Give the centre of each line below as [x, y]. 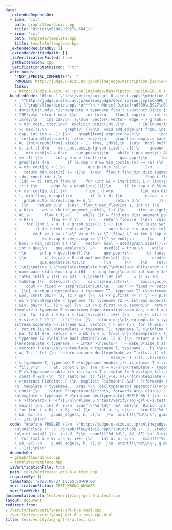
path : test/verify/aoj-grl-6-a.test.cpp [53, 472]
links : [21, 86]
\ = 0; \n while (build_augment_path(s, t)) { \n [70, 210]
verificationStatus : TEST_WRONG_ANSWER [52, 486]
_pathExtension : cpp [32, 62]
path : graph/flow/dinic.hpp [44, 24]
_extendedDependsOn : [32, 15]
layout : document [24, 500]
